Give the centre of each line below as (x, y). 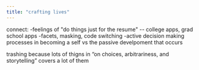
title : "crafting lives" (38, 12)
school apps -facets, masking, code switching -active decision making (96, 36)
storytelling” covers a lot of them (47, 60)
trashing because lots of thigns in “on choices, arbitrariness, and (88, 54)
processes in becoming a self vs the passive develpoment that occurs (95, 42)
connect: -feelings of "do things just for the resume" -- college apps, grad (100, 29)
